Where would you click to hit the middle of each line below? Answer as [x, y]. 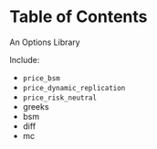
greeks [36, 106]
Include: [25, 59]
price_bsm [42, 78]
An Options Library [45, 42]
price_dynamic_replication [74, 88]
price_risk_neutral [60, 98]
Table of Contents [78, 17]
